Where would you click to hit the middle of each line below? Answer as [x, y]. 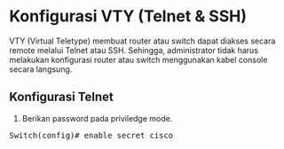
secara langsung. [41, 69]
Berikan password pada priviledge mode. [97, 118]
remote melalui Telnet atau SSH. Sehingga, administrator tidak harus [134, 50]
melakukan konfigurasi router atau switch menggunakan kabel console [138, 59]
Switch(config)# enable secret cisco [91, 135]
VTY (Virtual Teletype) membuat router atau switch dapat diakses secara [142, 41]
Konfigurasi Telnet [61, 97]
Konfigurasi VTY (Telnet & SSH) [128, 16]
